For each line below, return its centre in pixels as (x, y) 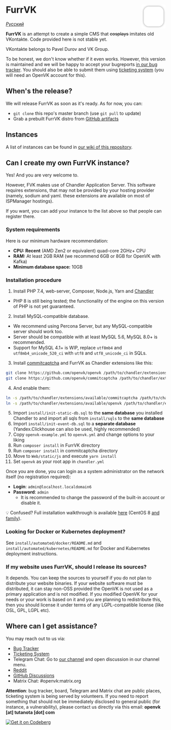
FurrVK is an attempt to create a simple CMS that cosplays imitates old (80, 34)
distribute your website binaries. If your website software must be (74, 583)
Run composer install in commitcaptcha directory (65, 451)
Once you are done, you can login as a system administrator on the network (85, 472)
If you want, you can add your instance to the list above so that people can (84, 211)
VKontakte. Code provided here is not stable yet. (57, 39)
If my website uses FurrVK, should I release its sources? (76, 567)
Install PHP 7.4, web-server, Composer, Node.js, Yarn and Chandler (83, 291)
